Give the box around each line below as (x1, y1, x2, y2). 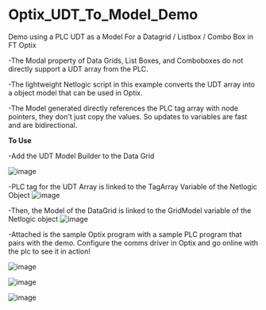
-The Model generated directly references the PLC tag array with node (8, 103, 239, 113)
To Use (8, 135, 32, 145)
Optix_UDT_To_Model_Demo (8, 6, 199, 24)
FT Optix (8, 40, 37, 49)
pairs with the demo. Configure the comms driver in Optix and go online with (8, 238, 259, 247)
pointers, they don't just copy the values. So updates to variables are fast (8, 111, 248, 121)
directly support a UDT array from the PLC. (8, 64, 148, 73)
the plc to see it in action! (8, 246, 91, 256)
